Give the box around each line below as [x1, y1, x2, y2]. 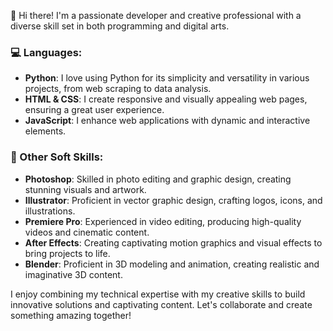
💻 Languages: [10, 45, 83, 59]
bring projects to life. [24, 247, 111, 259]
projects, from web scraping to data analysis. [24, 83, 212, 95]
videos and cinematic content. [24, 226, 150, 238]
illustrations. [24, 205, 76, 217]
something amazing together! [10, 309, 132, 321]
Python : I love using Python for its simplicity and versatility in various [24, 72, 310, 84]
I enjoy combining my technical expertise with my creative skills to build [10, 288, 306, 300]
